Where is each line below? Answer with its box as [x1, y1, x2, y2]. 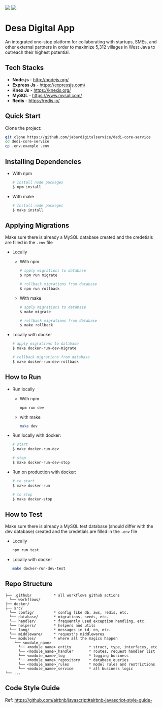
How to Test [5, 510, 43, 519]
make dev [19, 424, 38, 428]
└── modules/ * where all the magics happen [9, 636, 118, 641]
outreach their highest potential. [5, 49, 70, 55]
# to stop [12, 492, 33, 497]
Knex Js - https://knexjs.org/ [12, 87, 71, 93]
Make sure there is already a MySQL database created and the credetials [5, 234, 153, 240]
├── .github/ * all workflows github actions [5, 593, 120, 598]
